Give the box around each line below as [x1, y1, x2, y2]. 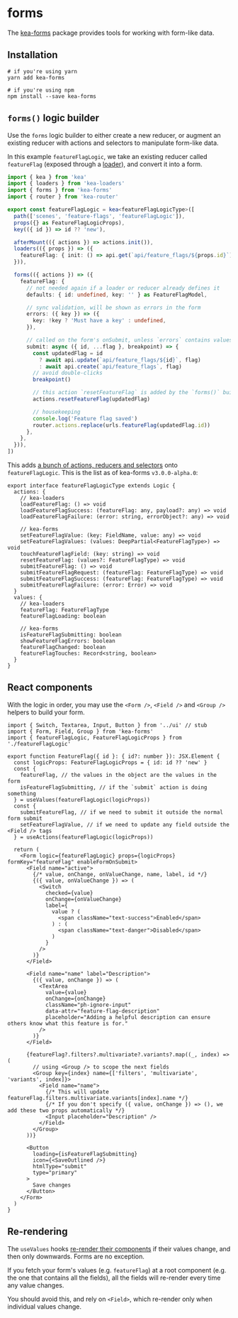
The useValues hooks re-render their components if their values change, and [7, 1244, 231, 1253]
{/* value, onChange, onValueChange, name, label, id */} [33, 871, 208, 878]
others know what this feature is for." [7, 1020, 129, 1027]
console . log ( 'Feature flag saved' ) [33, 415, 138, 422]
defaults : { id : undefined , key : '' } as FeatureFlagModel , [25, 291, 208, 298]
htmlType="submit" [33, 1162, 87, 1170]
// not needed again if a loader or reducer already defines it [25, 284, 220, 292]
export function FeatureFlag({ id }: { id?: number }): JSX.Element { [7, 753, 220, 760]
